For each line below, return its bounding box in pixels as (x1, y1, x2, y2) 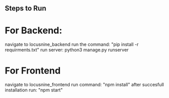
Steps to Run (5, 4, 47, 13)
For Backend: (5, 24, 62, 36)
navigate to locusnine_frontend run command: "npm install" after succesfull (5, 82, 164, 88)
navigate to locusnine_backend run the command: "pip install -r (5, 41, 139, 47)
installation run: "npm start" (5, 87, 63, 93)
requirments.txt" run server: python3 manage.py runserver (5, 47, 129, 53)
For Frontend (5, 65, 61, 76)
